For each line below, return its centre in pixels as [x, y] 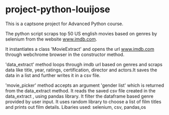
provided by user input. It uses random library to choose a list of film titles [83, 102]
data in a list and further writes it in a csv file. [53, 75]
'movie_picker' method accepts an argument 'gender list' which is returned [85, 85]
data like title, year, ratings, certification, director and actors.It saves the [81, 70]
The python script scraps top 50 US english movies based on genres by [81, 33]
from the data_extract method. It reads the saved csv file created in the [80, 90]
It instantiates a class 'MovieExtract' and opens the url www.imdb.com [80, 49]
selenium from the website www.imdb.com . [51, 39]
